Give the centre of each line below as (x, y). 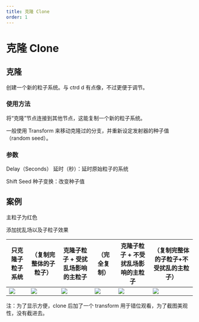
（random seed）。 (29, 138)
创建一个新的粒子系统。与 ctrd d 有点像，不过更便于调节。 (77, 87)
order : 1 (17, 17)
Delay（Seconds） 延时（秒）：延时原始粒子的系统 (67, 169)
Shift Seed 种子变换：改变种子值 (45, 182)
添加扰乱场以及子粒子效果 (37, 230)
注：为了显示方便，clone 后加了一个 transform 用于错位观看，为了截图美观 (97, 305)
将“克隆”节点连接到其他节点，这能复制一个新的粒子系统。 (76, 118)
